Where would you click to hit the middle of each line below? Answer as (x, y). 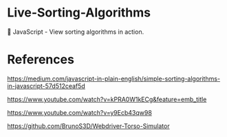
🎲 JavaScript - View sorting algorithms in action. (76, 32)
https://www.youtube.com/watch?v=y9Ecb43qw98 (80, 112)
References (41, 60)
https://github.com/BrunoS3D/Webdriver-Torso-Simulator (88, 126)
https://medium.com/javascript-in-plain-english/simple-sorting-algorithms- (114, 78)
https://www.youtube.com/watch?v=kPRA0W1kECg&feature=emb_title (107, 99)
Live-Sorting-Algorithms (79, 13)
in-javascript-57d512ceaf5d (46, 86)
